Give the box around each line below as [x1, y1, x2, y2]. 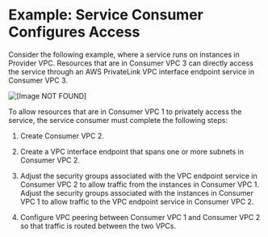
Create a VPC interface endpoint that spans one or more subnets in [19, 146, 245, 156]
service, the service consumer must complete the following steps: [8, 115, 228, 125]
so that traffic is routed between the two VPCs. [19, 221, 176, 231]
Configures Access [8, 23, 140, 41]
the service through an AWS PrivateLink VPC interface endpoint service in [8, 66, 255, 76]
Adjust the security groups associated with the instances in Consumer [19, 188, 254, 197]
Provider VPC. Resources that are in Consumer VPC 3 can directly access [8, 58, 254, 68]
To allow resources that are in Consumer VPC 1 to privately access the [8, 107, 242, 116]
